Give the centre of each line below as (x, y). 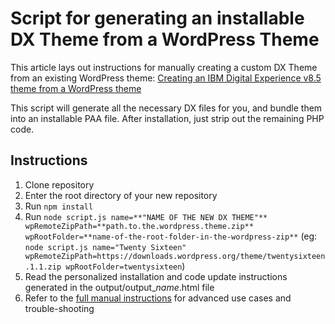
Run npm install (59, 206)
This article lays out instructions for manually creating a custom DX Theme (164, 67)
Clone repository (59, 184)
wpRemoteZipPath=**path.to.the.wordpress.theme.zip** (139, 226)
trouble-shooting (59, 308)
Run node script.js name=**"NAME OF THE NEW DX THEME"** (146, 216)
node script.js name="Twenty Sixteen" (105, 247)
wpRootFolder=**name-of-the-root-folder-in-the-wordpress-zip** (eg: (171, 236)
